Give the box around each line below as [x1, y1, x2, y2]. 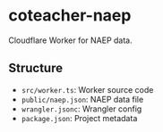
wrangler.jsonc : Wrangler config [21, 103, 142, 114]
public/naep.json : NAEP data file [21, 94, 144, 104]
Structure [8, 61, 64, 76]
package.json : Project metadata [21, 112, 138, 123]
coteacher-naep [8, 5, 132, 26]
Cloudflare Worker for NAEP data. [8, 35, 133, 45]
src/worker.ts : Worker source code [21, 84, 154, 95]
